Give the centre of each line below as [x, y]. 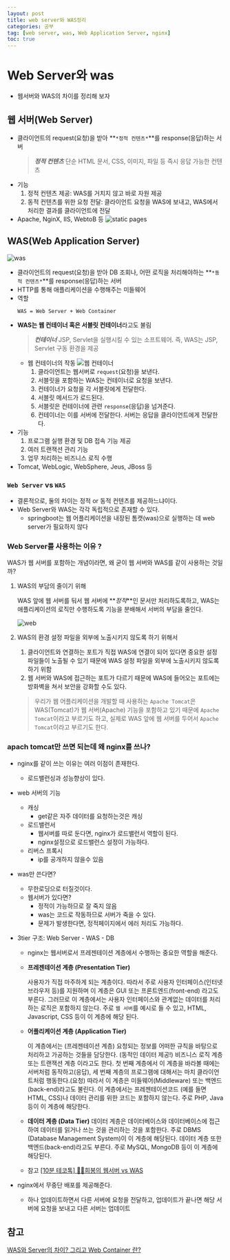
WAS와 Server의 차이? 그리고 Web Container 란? [74, 1250]
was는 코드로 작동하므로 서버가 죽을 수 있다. [97, 914]
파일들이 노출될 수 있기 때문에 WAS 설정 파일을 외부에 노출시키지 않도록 [123, 661]
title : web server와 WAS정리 [47, 20]
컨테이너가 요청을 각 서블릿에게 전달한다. [92, 388]
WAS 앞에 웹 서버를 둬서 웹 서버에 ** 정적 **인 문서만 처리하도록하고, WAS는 [118, 601]
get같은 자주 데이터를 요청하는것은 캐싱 [90, 816]
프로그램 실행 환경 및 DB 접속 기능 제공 [79, 440]
